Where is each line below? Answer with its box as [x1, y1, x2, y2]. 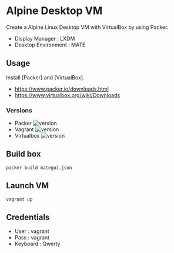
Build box [6, 149, 41, 159]
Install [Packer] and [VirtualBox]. [6, 74, 85, 81]
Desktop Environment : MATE [14, 41, 86, 48]
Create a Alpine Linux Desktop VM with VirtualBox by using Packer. [6, 24, 169, 31]
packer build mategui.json [6, 165, 72, 171]
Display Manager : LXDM [14, 35, 75, 42]
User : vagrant [14, 228, 50, 235]
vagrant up [6, 196, 33, 202]
